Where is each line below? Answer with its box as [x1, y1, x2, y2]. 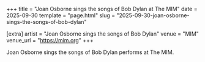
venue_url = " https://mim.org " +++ [6, 37, 94, 44]
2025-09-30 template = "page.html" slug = [6, 12, 115, 19]
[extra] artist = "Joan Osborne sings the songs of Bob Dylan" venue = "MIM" [6, 30, 199, 37]
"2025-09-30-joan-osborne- [116, 12, 190, 19]
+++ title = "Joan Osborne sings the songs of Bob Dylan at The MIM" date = [6, 6, 198, 12]
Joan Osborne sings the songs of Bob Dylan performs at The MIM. [6, 48, 174, 56]
